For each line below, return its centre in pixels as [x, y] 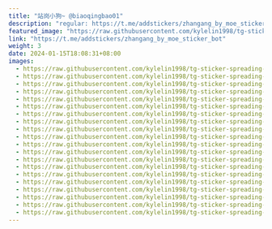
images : [21, 62]
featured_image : [36, 31]
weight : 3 [25, 46]
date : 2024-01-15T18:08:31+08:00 [65, 54]
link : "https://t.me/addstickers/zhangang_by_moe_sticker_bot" [117, 39]
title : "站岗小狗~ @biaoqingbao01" [66, 16]
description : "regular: [49, 24]
